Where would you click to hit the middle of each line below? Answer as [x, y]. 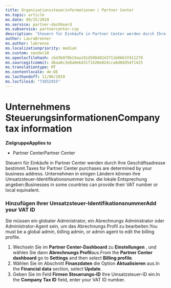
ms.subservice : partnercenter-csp [42, 29]
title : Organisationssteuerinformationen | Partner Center [70, 10]
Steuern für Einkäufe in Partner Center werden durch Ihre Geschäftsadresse [85, 162]
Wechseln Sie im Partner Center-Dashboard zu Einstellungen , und [84, 247]
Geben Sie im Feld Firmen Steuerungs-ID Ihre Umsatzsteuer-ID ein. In [86, 274]
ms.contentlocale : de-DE [32, 72]
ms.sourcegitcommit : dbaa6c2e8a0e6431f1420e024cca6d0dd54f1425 [74, 63]
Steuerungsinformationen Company [83, 118]
